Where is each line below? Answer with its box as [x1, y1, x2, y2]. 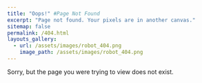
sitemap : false [7, 23, 51, 30]
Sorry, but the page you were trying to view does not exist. [7, 67, 174, 76]
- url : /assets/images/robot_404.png [13, 42, 122, 49]
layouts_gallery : [7, 36, 57, 43]
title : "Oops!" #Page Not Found [7, 10, 100, 17]
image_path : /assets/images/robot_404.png [19, 49, 143, 56]
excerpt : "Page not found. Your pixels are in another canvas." [7, 17, 196, 24]
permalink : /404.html [7, 29, 70, 37]
